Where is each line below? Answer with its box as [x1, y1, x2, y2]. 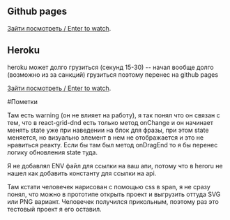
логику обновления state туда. [7, 148, 98, 156]
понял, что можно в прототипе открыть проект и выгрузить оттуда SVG [7, 190, 221, 198]
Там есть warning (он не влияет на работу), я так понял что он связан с [7, 111, 221, 119]
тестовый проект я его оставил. [7, 205, 102, 213]
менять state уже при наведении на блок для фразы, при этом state [7, 126, 209, 134]
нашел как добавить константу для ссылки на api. [7, 169, 157, 177]
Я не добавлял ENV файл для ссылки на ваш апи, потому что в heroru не [7, 161, 223, 170]
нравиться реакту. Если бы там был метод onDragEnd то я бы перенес [7, 140, 218, 149]
